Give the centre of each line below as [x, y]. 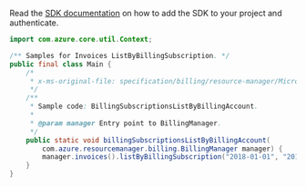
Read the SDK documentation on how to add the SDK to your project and [146, 13]
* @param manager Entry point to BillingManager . [126, 123]
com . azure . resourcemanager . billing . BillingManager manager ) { [163, 149]
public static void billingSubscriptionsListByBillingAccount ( [148, 140]
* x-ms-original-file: [73, 81]
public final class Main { [61, 64]
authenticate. [34, 23]
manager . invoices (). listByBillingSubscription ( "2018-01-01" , [161, 157]
